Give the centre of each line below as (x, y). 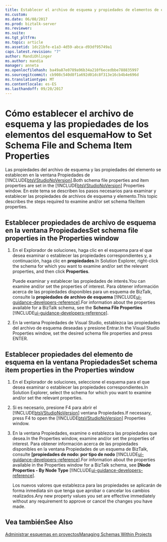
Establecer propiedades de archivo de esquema (81, 223)
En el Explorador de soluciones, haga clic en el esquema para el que (82, 250)
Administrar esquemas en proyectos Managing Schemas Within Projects (79, 534)
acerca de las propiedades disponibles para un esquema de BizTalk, (82, 292)
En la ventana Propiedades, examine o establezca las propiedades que (85, 433)
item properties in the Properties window (70, 370)
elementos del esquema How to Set (79, 135)
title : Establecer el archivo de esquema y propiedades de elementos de (82, 10)
